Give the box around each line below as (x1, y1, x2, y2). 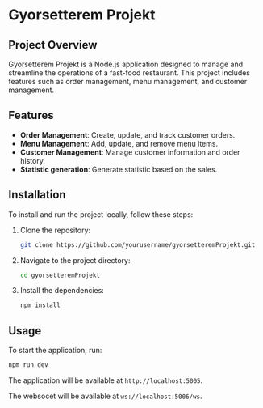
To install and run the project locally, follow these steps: (8, 209, 194, 219)
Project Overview (8, 38, 98, 52)
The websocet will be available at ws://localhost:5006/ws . (8, 391, 203, 401)
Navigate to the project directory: (19, 255, 131, 265)
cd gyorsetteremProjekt (19, 271, 101, 279)
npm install (19, 301, 61, 309)
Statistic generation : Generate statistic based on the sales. (19, 164, 218, 174)
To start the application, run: (8, 346, 102, 355)
